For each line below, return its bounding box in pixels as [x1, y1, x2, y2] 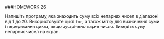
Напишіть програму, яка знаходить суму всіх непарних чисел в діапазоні [5, 13, 159, 19]
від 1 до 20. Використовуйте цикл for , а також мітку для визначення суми [5, 19, 160, 24]
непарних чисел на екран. [5, 29, 60, 34]
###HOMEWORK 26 [5, 4, 46, 10]
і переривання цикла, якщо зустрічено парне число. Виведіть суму [5, 24, 146, 29]
